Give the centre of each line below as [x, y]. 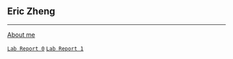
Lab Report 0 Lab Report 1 [45, 49]
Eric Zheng [31, 11]
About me [21, 35]
